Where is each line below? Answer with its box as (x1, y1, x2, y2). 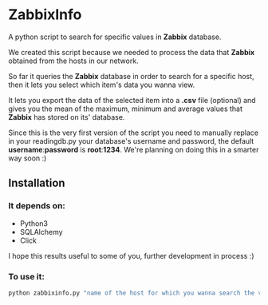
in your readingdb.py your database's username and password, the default (8, 136, 254, 145)
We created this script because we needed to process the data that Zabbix (8, 47, 255, 57)
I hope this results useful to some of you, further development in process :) (8, 251, 254, 260)
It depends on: (8, 200, 66, 212)
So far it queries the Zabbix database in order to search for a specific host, (8, 71, 254, 81)
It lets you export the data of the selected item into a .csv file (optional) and (8, 95, 257, 105)
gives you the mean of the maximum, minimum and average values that (8, 104, 243, 113)
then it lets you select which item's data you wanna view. (8, 80, 195, 89)
